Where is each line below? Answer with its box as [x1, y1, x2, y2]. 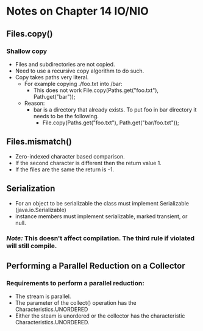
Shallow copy [6, 47, 48, 55]
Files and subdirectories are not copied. [15, 60, 115, 68]
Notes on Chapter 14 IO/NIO [6, 4, 149, 18]
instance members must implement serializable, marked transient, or [15, 212, 188, 220]
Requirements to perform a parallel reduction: [6, 279, 144, 287]
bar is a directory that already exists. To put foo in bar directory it [33, 105, 197, 113]
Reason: [24, 99, 45, 107]
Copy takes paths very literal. [15, 73, 89, 80]
